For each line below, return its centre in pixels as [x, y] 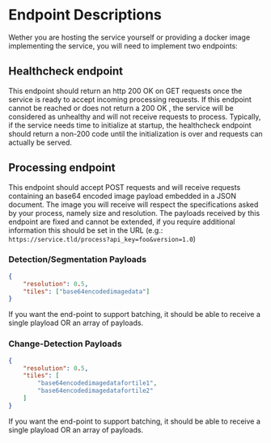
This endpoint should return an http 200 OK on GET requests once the [125, 91]
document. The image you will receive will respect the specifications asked [133, 205]
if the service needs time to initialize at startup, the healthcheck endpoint [130, 125]
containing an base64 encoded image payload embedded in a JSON [123, 196]
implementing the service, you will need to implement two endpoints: [123, 45]
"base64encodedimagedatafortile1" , [97, 383]
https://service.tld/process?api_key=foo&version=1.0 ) [102, 238]
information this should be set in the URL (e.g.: [86, 230]
